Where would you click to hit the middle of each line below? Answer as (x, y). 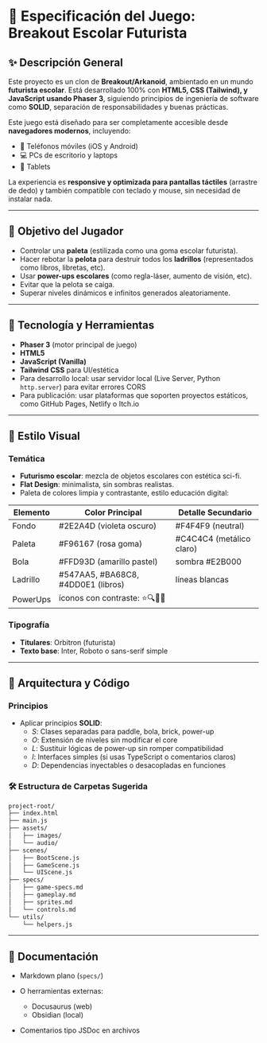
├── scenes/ (28, 850)
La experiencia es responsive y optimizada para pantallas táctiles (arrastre (133, 182)
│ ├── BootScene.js (44, 858)
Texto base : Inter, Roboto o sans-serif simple (94, 651)
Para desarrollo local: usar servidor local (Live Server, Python (120, 378)
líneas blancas (202, 580)
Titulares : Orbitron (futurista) (68, 642)
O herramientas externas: (61, 991)
